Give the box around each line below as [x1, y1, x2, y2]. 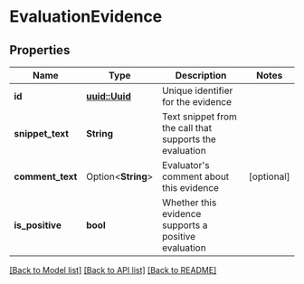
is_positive [14, 219, 62, 232]
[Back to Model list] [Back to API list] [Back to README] [9, 265, 217, 275]
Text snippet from [161, 110, 238, 123]
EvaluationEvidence [9, 6, 163, 27]
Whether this [161, 196, 217, 209]
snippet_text [14, 128, 70, 139]
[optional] [248, 170, 290, 183]
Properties [9, 43, 71, 58]
